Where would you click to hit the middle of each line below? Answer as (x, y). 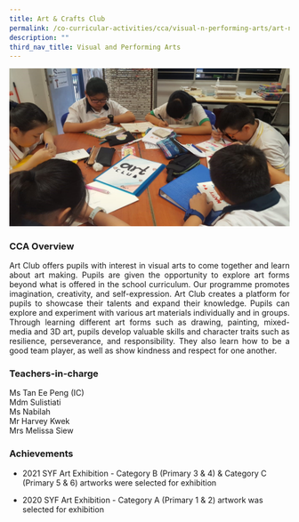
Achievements (41, 454)
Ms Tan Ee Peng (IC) (47, 393)
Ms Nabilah (30, 412)
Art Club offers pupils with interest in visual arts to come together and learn (149, 266)
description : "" (39, 37)
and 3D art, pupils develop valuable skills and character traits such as (162, 332)
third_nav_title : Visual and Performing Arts (95, 47)
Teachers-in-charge (54, 373)
